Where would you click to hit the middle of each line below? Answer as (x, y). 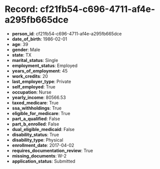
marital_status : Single (35, 60)
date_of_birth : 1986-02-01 (39, 39)
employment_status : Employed (45, 65)
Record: (22, 9)
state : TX (22, 55)
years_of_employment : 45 (40, 70)
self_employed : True (34, 86)
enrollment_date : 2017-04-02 (43, 145)
